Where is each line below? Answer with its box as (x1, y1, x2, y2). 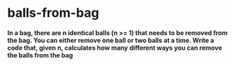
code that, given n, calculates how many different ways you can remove (7, 44, 222, 52)
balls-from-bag (7, 5, 100, 21)
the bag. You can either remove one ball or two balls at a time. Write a (7, 36, 215, 44)
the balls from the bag (7, 51, 73, 59)
